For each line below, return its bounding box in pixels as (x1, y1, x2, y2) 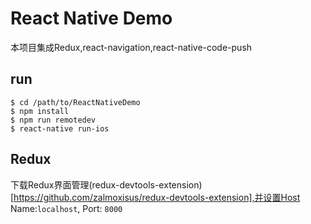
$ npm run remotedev (10, 115, 97, 125)
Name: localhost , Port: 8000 (10, 202, 123, 214)
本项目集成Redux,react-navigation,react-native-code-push (10, 41, 253, 53)
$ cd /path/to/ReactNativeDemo (10, 97, 141, 107)
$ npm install (10, 106, 70, 116)
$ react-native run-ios (10, 123, 110, 134)
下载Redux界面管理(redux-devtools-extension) (10, 178, 203, 191)
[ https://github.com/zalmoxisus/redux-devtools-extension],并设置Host (10, 191, 301, 203)
